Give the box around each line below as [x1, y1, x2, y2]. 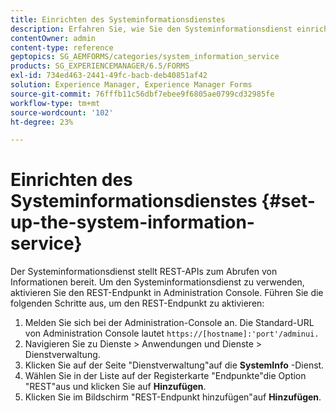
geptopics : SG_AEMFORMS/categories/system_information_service [10, 52, 280, 62]
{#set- [261, 190, 316, 213]
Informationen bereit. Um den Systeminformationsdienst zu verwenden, [10, 276, 305, 288]
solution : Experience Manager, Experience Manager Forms [10, 80, 253, 90]
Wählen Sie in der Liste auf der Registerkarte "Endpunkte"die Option [24, 370, 307, 382]
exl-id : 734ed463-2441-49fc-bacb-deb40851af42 [10, 71, 208, 81]
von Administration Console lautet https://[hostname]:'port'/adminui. [24, 327, 320, 340]
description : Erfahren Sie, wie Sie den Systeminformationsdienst [10, 24, 293, 34]
